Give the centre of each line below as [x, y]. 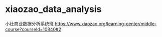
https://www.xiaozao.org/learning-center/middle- [106, 23]
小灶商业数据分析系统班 [29, 23]
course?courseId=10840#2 [33, 29]
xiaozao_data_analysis [53, 9]
